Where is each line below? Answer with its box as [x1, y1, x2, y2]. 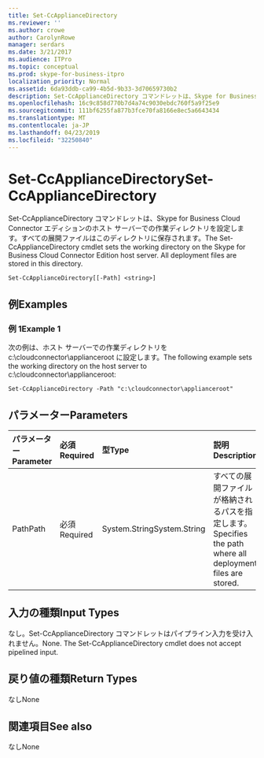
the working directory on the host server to [8, 362, 148, 371]
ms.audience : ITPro [8, 56, 72, 64]
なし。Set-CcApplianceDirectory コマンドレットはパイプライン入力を [8, 628, 233, 638]
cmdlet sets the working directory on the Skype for [81, 242, 246, 252]
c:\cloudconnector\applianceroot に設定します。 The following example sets [8, 352, 253, 362]
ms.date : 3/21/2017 [8, 48, 72, 56]
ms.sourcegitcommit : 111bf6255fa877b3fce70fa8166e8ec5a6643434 [8, 107, 220, 115]
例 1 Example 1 [8, 323, 61, 334]
